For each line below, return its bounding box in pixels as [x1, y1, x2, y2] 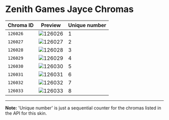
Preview [41, 22, 61, 29]
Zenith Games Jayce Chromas [5, 4, 134, 15]
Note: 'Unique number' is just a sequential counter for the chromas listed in [5, 104, 161, 111]
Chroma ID [8, 22, 34, 29]
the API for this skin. [5, 110, 47, 116]
